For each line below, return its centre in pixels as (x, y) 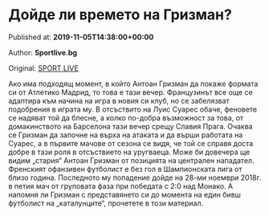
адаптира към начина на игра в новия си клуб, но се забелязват (119, 100)
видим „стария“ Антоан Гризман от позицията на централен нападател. (131, 160)
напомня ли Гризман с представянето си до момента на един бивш (124, 194)
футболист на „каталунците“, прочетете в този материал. (106, 203)
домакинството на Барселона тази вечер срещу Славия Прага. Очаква (130, 126)
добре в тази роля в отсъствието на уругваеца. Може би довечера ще (129, 152)
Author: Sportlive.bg (43, 52)
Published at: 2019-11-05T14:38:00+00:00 (81, 37)
